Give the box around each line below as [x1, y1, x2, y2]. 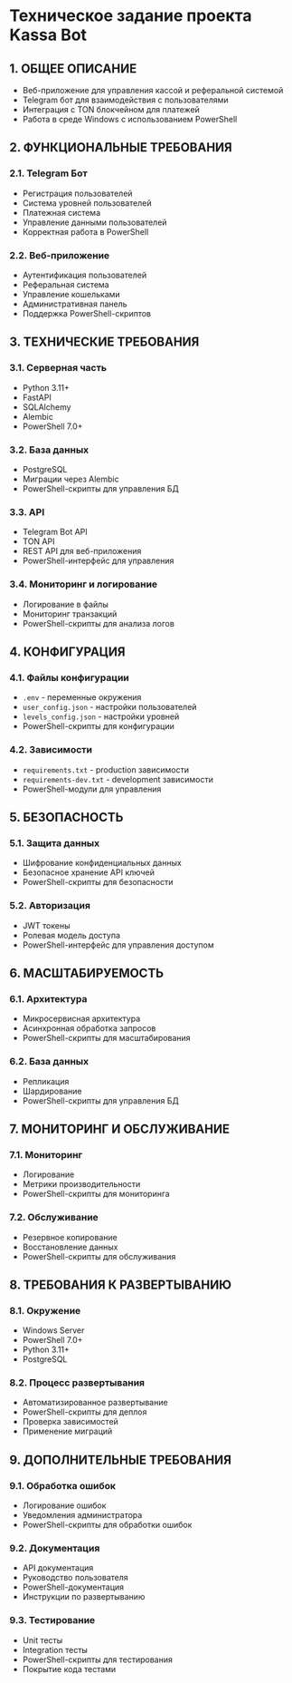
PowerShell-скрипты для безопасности [22, 877, 174, 888]
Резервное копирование [22, 1231, 118, 1242]
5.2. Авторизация [9, 900, 90, 912]
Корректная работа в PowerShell [22, 226, 149, 237]
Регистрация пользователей [22, 188, 133, 199]
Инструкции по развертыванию [22, 1591, 146, 1602]
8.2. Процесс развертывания [9, 1377, 146, 1389]
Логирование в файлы [22, 598, 108, 609]
